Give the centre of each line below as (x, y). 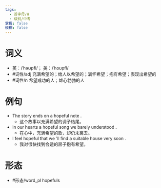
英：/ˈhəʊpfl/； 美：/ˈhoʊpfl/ (40, 68)
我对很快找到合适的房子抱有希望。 (54, 144)
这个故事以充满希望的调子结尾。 (51, 121)
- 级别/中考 (20, 19)
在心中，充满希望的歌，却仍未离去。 (56, 133)
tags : (10, 10)
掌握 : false (16, 23)
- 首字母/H (19, 14)
